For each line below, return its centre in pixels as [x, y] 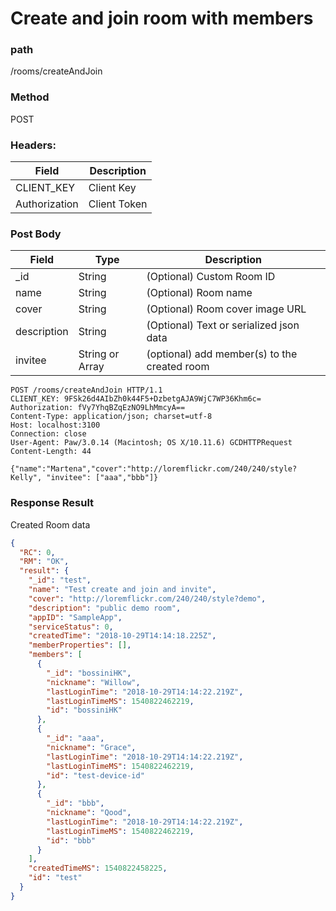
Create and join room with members [162, 18]
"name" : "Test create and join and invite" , [122, 590]
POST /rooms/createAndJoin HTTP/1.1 [86, 390]
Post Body [36, 234]
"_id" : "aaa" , [75, 738]
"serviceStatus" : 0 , [71, 627]
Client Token [118, 204]
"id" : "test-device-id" [95, 775]
